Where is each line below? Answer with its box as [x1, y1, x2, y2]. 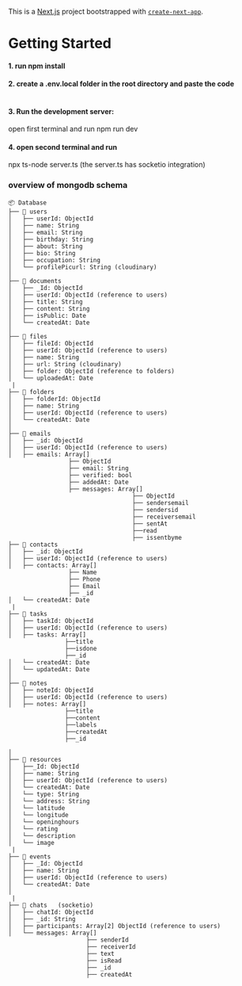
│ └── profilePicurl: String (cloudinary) [8, 263, 157, 271]
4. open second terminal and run [8, 142, 117, 151]
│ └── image [8, 839, 55, 847]
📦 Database [8, 198, 47, 207]
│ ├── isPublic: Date [8, 311, 87, 319]
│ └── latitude [8, 804, 66, 812]
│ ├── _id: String [8, 915, 77, 923]
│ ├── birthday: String [8, 235, 93, 243]
